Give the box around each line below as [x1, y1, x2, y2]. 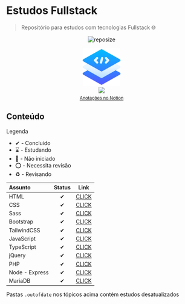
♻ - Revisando [15, 171, 52, 178]
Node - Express [8, 268, 49, 276]
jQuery [8, 252, 26, 259]
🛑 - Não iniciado [15, 155, 56, 162]
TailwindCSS [8, 226, 41, 234]
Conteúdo [6, 112, 45, 122]
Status [53, 184, 71, 191]
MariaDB [8, 277, 31, 284]
